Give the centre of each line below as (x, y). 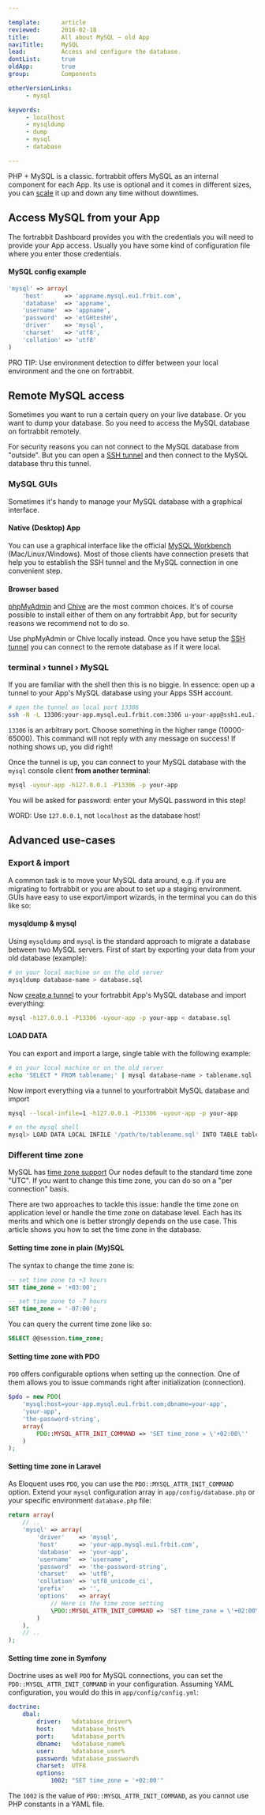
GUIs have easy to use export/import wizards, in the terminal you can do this (132, 897)
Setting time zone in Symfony (58, 1658)
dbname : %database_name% (81, 1744)
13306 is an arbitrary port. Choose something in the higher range (112, 730)
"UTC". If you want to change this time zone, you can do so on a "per (120, 1180)
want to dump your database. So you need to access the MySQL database (129, 423)
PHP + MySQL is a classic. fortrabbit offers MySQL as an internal (114, 176)
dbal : (32, 1715)
